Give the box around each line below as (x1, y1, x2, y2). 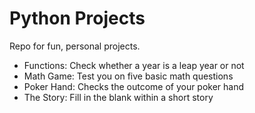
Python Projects (9, 7, 146, 30)
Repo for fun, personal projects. (9, 40, 141, 52)
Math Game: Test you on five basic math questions (23, 70, 234, 82)
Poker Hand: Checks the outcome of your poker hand (23, 80, 245, 92)
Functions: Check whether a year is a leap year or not (23, 59, 245, 71)
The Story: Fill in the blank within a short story (23, 91, 214, 103)
